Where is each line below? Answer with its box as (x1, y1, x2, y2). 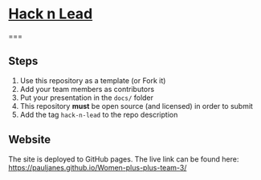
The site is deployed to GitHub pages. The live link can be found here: (8, 154, 239, 164)
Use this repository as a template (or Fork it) (19, 75, 166, 85)
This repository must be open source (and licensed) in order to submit (19, 101, 253, 110)
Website (8, 133, 51, 146)
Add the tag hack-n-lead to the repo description (19, 110, 178, 119)
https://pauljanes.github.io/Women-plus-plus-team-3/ (8, 162, 187, 172)
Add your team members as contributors (19, 84, 155, 94)
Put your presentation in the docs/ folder (19, 93, 154, 102)
